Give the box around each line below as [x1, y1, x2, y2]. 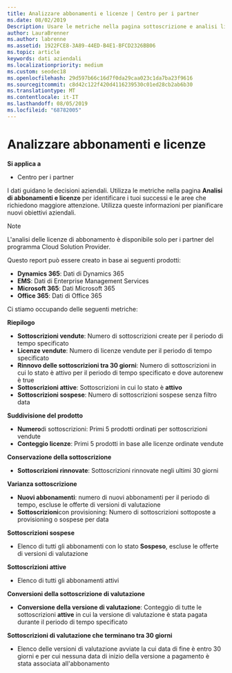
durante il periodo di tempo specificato [17, 618, 128, 626]
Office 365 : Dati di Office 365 [17, 291, 102, 300]
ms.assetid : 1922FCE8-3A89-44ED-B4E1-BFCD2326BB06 [7, 42, 156, 49]
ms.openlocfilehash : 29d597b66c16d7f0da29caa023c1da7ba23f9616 [7, 74, 193, 82]
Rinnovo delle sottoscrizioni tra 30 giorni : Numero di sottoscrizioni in [17, 361, 216, 369]
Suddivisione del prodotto [7, 411, 84, 420]
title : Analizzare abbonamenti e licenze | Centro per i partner [7, 10, 199, 17]
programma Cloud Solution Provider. [7, 242, 110, 251]
